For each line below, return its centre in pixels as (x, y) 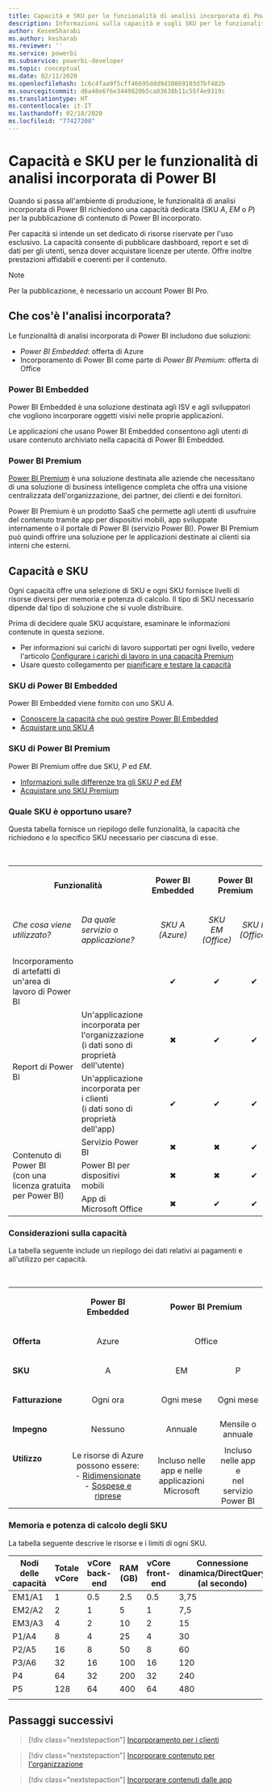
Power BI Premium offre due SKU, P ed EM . (80, 766)
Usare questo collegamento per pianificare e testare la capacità (125, 665)
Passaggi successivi (61, 1720)
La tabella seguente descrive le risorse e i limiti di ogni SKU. (108, 1543)
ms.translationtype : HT (48, 99)
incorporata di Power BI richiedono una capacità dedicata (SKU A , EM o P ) (132, 209)
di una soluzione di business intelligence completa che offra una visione (128, 487)
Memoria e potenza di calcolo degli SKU (88, 1525)
